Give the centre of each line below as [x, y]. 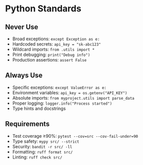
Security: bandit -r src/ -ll [42, 146]
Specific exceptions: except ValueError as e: [59, 87]
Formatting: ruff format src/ [42, 152]
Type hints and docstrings [39, 108]
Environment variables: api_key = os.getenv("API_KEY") [70, 93]
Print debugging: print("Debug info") [51, 55]
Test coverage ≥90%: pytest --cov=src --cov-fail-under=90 [75, 136]
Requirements [27, 124]
